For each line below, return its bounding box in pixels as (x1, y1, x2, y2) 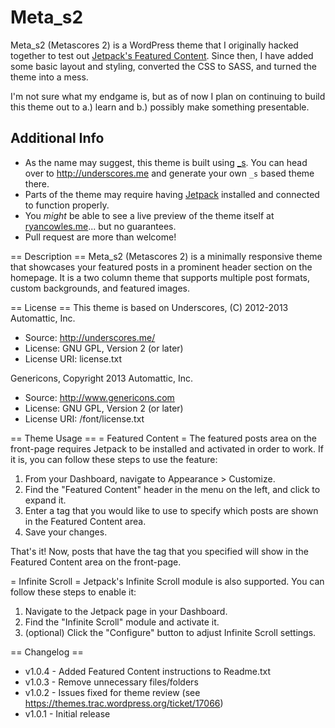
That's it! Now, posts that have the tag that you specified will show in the (10, 545, 309, 557)
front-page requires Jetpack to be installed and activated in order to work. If (10, 442, 324, 455)
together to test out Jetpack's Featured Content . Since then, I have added (10, 49, 314, 61)
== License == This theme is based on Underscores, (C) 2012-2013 (10, 301, 289, 313)
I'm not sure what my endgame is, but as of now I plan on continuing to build (10, 90, 326, 102)
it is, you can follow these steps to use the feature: (10, 453, 218, 465)
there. (24, 177, 50, 190)
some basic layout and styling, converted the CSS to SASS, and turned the (10, 60, 317, 72)
